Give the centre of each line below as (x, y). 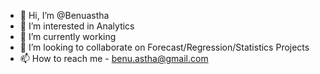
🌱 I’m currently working (68, 36)
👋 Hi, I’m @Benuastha (64, 15)
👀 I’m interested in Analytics (77, 26)
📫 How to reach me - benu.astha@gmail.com (114, 58)
